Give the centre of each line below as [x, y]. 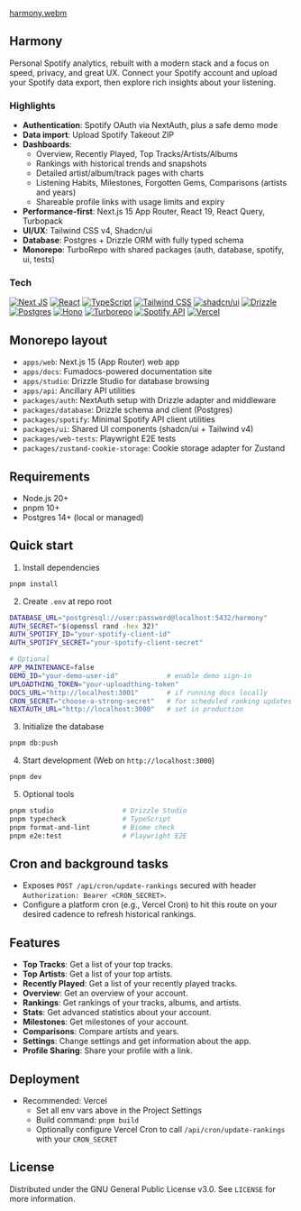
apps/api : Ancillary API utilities [79, 390]
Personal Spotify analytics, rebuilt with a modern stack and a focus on [139, 63]
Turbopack [42, 221]
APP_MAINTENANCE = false [52, 668]
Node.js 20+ [46, 499]
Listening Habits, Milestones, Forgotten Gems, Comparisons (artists [161, 183]
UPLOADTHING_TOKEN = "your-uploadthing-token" [94, 684]
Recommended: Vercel [65, 1101]
